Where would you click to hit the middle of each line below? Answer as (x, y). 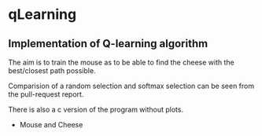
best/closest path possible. (52, 71)
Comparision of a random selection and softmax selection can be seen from (131, 86)
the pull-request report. (46, 94)
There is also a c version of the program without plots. (96, 109)
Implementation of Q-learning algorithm (108, 44)
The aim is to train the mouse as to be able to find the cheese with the (121, 62)
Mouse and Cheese (51, 125)
